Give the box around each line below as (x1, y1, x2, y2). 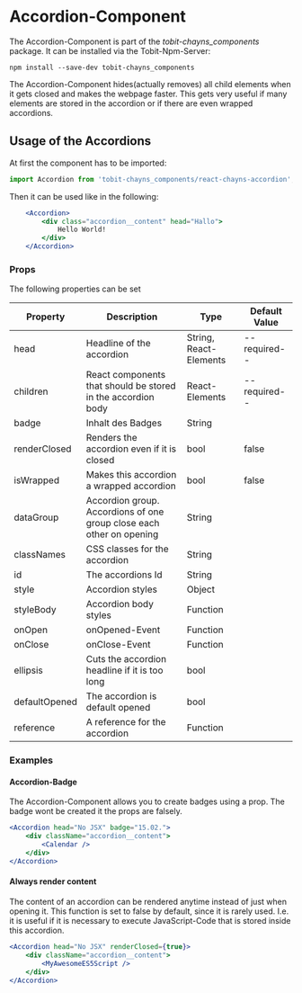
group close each (85, 517, 160, 530)
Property (25, 310, 66, 323)
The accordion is (85, 690, 157, 702)
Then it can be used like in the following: (9, 191, 159, 201)
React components (85, 369, 166, 381)
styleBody (13, 604, 57, 616)
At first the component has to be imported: (9, 157, 167, 168)
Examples (9, 754, 54, 766)
